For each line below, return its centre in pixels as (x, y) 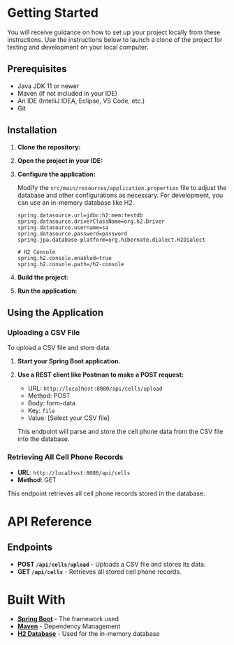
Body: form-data (51, 403)
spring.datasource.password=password (72, 233)
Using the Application (56, 312)
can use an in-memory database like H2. (76, 202)
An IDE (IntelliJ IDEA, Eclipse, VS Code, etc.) (81, 101)
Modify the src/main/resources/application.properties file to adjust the (122, 187)
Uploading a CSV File (44, 332)
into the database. (43, 439)
